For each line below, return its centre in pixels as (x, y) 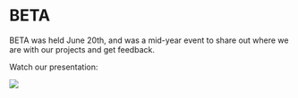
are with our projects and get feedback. (82, 49)
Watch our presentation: (54, 67)
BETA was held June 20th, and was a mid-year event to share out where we (149, 40)
